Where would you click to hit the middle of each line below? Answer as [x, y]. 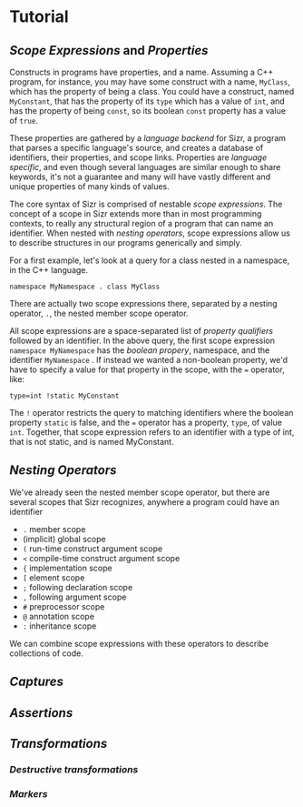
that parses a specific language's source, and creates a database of [137, 148]
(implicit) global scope [64, 539]
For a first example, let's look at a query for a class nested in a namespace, [150, 260]
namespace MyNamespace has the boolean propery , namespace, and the [140, 350]
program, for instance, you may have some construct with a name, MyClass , [150, 82]
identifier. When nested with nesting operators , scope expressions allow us [150, 233]
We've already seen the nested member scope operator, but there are [140, 492]
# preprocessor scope [64, 606]
